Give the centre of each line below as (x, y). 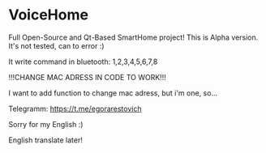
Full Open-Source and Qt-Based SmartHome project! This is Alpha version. (133, 37)
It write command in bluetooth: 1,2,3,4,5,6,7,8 (83, 62)
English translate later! (45, 140)
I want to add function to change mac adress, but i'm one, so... (113, 93)
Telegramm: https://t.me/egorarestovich (75, 108)
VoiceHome (49, 15)
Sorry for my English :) (46, 124)
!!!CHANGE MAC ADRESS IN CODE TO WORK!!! (87, 77)
